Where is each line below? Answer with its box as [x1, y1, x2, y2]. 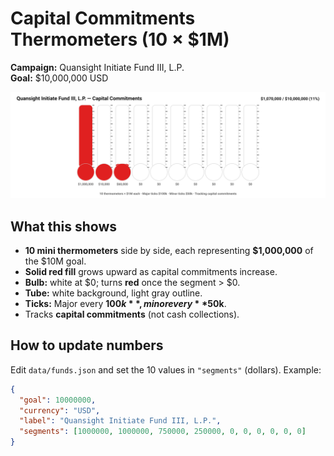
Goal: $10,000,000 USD [10, 72, 109, 84]
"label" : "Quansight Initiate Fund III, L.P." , [19, 416, 222, 426]
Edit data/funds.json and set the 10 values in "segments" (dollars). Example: [10, 363, 322, 376]
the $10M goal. [24, 255, 87, 267]
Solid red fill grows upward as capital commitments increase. [24, 266, 278, 278]
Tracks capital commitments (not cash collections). [24, 308, 240, 321]
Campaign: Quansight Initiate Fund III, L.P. [10, 61, 185, 73]
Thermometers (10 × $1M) [10, 28, 230, 51]
